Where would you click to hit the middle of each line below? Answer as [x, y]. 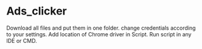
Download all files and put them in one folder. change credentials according [101, 28]
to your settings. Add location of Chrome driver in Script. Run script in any [99, 34]
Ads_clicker [37, 11]
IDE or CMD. [22, 41]
